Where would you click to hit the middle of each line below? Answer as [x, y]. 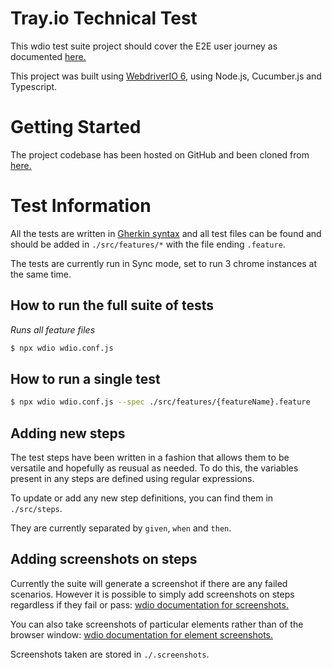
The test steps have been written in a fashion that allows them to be [150, 457]
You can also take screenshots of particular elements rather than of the [157, 624]
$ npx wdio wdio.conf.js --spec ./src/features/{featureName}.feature [160, 402]
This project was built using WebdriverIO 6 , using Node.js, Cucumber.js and [166, 76]
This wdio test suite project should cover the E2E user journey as [144, 46]
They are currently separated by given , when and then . [121, 528]
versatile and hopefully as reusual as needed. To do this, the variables [154, 468]
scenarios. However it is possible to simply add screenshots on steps [152, 594]
